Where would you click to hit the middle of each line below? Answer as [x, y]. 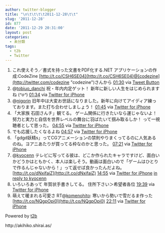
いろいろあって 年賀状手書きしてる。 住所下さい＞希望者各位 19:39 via [83, 184]
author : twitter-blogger [31, 10]
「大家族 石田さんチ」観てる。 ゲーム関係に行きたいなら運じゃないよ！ [84, 113]
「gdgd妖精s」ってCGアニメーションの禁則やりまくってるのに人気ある [84, 138]
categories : [17, 37]
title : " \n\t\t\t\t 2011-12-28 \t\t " [42, 14]
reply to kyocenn [29, 178]
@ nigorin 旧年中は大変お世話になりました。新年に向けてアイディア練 [82, 101]
